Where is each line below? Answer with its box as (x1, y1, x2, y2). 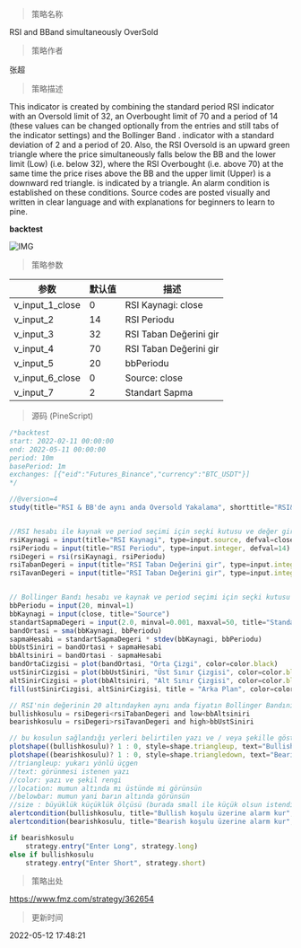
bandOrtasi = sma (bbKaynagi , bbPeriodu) (9, 626, 163, 636)
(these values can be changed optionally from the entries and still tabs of (9, 120, 279, 131)
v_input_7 (13, 386, 55, 399)
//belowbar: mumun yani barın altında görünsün (9, 792, 191, 802)
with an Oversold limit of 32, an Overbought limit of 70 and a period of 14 (9, 111, 279, 121)
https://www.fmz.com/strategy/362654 (9, 893, 155, 905)
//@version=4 (9, 495, 58, 504)
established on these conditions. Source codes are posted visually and (9, 188, 271, 197)
